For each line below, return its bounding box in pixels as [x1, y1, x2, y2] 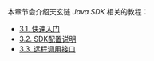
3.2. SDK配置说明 [18, 35, 77, 43]
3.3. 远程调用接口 [18, 44, 77, 54]
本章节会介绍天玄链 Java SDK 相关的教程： [7, 7, 149, 16]
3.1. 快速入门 [18, 24, 61, 34]
